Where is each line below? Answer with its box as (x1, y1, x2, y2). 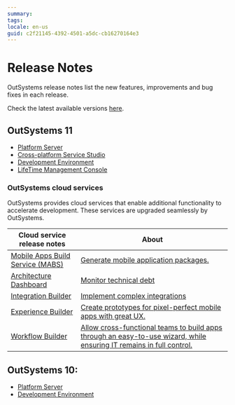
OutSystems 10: (7, 364, 78, 376)
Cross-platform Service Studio (17, 151, 106, 158)
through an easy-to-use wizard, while (80, 331, 206, 341)
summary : (7, 10, 33, 18)
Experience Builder (10, 307, 73, 317)
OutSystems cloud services (7, 183, 104, 193)
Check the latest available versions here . (7, 104, 124, 113)
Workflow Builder (10, 331, 68, 341)
